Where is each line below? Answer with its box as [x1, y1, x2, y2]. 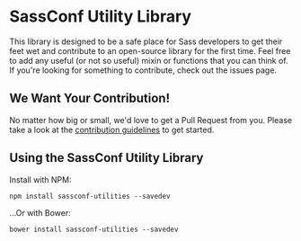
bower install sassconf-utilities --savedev [9, 225, 179, 234]
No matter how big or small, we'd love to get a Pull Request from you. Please [9, 114, 293, 125]
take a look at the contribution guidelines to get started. [9, 124, 215, 135]
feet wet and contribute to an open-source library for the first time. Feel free [9, 45, 291, 56]
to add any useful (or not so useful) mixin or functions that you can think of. [9, 55, 289, 66]
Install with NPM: [9, 174, 72, 185]
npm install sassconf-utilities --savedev [9, 192, 171, 201]
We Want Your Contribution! [9, 91, 171, 106]
